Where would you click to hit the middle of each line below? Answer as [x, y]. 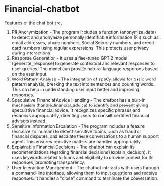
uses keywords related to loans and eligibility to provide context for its [82, 157]
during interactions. [31, 53]
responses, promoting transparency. [48, 162]
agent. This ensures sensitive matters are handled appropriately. [77, 141]
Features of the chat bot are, [33, 23]
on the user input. [29, 74]
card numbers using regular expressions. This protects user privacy [80, 48]
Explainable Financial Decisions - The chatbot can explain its [73, 147]
